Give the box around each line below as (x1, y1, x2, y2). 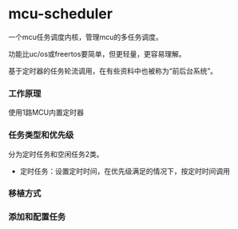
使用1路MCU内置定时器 (8, 108, 84, 117)
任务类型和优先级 (8, 129, 74, 140)
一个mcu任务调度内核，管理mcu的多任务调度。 (8, 32, 164, 41)
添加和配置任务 (8, 211, 66, 223)
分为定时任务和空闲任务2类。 (8, 149, 104, 159)
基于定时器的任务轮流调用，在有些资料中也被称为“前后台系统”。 (8, 65, 218, 76)
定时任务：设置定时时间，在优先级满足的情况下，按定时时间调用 (19, 166, 230, 176)
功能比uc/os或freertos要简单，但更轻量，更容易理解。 (8, 49, 186, 58)
